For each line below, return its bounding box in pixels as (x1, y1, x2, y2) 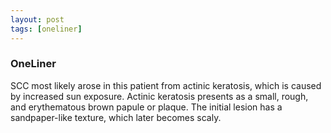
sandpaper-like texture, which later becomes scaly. (10, 111, 222, 123)
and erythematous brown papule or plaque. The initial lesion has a (10, 101, 283, 113)
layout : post (10, 14, 65, 25)
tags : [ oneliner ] (10, 24, 83, 34)
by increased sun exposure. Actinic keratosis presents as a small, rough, (10, 90, 309, 102)
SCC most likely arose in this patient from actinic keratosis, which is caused (10, 79, 322, 91)
